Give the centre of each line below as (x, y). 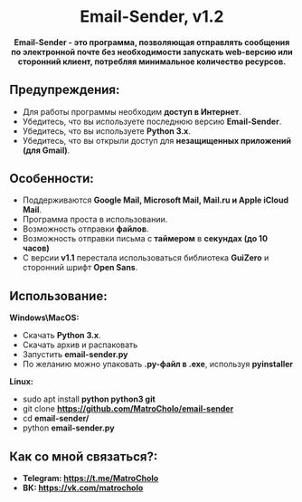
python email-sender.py (68, 428)
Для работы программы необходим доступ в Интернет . (132, 111)
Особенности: (52, 178)
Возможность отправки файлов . (85, 229)
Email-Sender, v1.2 (152, 17)
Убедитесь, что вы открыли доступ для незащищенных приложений (157, 140)
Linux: (21, 382)
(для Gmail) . (46, 150)
